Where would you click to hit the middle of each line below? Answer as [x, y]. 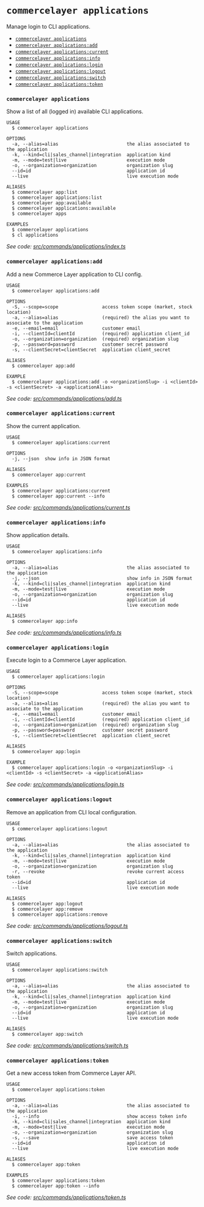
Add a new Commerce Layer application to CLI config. [74, 274]
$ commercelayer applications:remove [60, 914]
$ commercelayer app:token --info [56, 1186]
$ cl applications [35, 235]
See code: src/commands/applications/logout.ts [67, 926]
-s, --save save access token [93, 1138]
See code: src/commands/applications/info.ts [64, 633]
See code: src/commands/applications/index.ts [66, 247]
